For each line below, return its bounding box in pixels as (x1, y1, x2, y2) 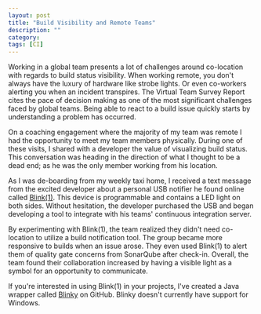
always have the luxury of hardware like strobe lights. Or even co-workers (8, 79, 247, 89)
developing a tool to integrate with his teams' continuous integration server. (8, 210, 252, 219)
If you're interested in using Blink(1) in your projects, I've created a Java (8, 282, 240, 291)
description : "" (8, 26, 61, 34)
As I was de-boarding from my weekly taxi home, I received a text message (8, 176, 252, 185)
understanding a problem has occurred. (8, 112, 137, 122)
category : (8, 33, 41, 42)
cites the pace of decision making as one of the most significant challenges (8, 96, 252, 105)
